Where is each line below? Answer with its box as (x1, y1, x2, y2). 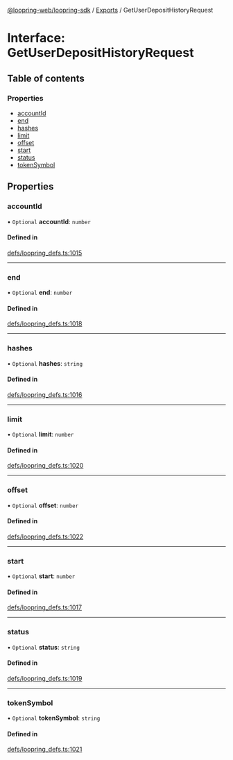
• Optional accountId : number (7, 217, 92, 226)
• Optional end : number (7, 288, 73, 297)
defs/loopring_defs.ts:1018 (7, 319, 83, 328)
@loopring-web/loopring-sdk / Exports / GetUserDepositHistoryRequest (7, 6, 214, 14)
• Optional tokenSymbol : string (7, 714, 101, 723)
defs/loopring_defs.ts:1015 (7, 248, 83, 257)
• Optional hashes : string (7, 359, 83, 367)
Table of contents (7, 72, 85, 84)
